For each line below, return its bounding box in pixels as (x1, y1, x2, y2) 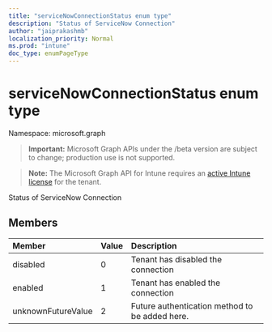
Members (8, 216, 58, 230)
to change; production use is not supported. (28, 152, 176, 162)
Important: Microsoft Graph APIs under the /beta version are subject (28, 143, 257, 154)
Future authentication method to (130, 300, 253, 312)
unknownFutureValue (12, 305, 93, 317)
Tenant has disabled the (130, 253, 223, 265)
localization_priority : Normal (8, 34, 114, 43)
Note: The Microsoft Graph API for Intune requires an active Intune (28, 168, 251, 178)
